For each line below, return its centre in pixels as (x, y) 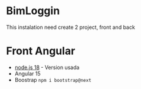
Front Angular (41, 51)
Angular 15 (28, 73)
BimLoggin (33, 11)
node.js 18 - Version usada (47, 67)
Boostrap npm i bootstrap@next (53, 80)
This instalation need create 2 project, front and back (71, 27)
